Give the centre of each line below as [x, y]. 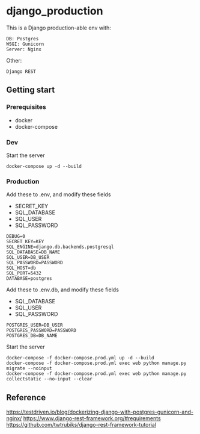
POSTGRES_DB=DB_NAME [32, 336]
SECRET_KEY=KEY [25, 242]
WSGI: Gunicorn [25, 44]
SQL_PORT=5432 [24, 273]
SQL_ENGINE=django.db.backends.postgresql [60, 247]
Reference [26, 398]
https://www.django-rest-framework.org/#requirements [92, 418]
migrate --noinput [29, 368]
